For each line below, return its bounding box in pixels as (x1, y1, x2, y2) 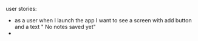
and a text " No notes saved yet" (14, 24, 97, 30)
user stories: (5, 5, 37, 12)
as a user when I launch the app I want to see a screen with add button (14, 17, 192, 24)
